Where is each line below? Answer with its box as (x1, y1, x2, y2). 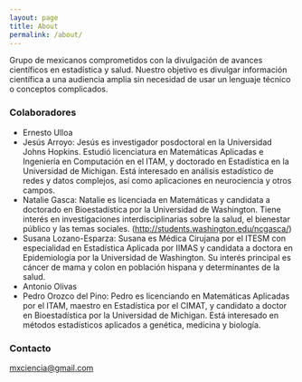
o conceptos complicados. (9, 83, 109, 95)
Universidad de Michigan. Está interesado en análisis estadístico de (22, 165, 274, 177)
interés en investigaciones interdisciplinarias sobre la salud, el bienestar (22, 214, 291, 224)
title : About (9, 22, 59, 31)
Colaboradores (9, 106, 77, 119)
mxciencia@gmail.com (9, 362, 94, 373)
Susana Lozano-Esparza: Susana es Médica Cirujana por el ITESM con (22, 233, 287, 244)
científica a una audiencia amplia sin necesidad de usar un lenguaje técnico (9, 74, 291, 85)
